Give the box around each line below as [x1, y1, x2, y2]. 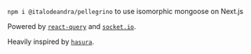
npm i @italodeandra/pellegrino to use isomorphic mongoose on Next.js [7, 7, 244, 16]
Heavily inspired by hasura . [7, 37, 95, 46]
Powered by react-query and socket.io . [7, 22, 136, 31]
